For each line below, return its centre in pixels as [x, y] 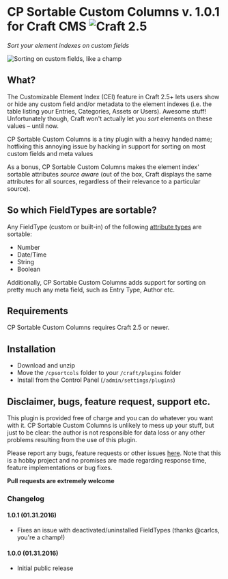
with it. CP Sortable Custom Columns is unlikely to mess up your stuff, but [111, 425]
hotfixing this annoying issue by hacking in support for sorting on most [106, 146]
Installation [31, 349]
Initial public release [45, 568]
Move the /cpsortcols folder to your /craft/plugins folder [99, 373]
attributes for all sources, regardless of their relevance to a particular [104, 181]
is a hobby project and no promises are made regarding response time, [107, 460]
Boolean [29, 269]
